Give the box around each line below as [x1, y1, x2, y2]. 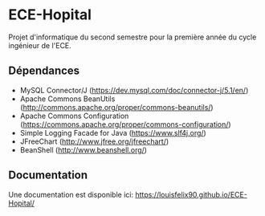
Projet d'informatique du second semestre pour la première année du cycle [8, 32, 257, 42]
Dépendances [8, 64, 80, 78]
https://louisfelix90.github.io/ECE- [135, 190, 247, 199]
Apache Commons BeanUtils [19, 94, 116, 104]
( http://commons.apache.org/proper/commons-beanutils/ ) [19, 102, 214, 112]
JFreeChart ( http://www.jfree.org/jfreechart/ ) [19, 137, 169, 146]
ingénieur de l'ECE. [8, 40, 72, 50]
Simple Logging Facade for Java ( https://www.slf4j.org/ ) [19, 128, 206, 137]
